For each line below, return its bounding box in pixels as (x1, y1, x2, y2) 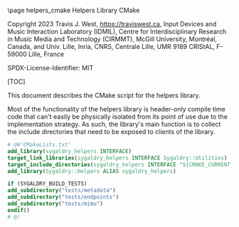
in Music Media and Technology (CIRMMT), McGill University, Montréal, (7, 35, 217, 43)
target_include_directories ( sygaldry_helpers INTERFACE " (7, 161, 183, 168)
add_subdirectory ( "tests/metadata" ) (7, 187, 116, 194)
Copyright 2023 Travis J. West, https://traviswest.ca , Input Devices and (7, 20, 217, 28)
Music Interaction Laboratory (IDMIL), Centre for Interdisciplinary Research (7, 28, 227, 35)
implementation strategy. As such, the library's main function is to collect (7, 120, 221, 128)
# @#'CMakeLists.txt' (7, 141, 72, 148)
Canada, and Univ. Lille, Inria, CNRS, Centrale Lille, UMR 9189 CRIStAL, (7, 43, 216, 50)
